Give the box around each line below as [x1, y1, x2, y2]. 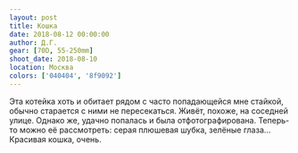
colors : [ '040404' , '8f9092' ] [9, 72, 122, 81]
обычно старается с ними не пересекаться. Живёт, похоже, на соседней [9, 105, 288, 116]
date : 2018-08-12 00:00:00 [9, 30, 110, 38]
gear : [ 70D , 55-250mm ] [9, 47, 94, 55]
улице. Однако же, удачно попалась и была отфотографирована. [9, 115, 257, 125]
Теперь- [258, 115, 290, 125]
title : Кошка [9, 21, 58, 30]
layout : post [9, 13, 58, 22]
